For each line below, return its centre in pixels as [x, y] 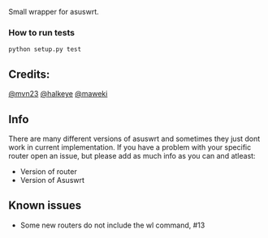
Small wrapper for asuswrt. [54, 12]
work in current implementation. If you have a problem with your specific [130, 147]
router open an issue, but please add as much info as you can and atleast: [132, 155]
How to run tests [42, 32]
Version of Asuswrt [52, 180]
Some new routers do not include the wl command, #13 [112, 225]
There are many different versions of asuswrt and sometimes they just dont [134, 138]
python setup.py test [45, 49]
